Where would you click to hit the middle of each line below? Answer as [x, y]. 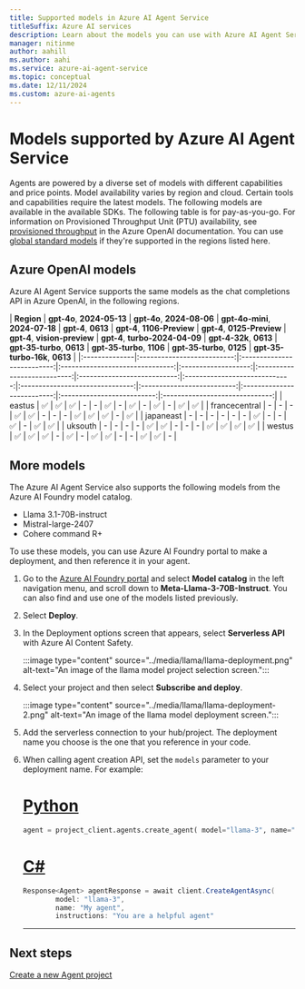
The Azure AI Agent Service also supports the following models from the [145, 488]
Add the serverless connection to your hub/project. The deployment [150, 733]
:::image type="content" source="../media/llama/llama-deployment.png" [157, 660]
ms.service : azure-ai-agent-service [79, 69]
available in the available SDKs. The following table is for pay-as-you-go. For [152, 212]
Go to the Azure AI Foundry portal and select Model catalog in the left [153, 579]
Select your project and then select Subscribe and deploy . [133, 687]
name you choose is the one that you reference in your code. [137, 742]
